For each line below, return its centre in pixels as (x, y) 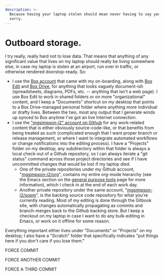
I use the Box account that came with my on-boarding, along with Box (82, 81)
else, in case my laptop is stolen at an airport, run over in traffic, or (72, 67)
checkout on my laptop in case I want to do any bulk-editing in (82, 216)
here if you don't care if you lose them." (45, 241)
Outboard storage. (43, 43)
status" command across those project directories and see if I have (80, 159)
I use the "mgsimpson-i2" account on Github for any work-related (78, 123)
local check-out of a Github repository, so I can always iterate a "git (80, 154)
